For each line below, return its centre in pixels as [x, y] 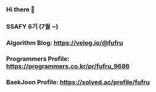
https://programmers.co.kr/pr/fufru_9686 [68, 66]
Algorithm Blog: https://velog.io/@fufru [65, 43]
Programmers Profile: [38, 59]
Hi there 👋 [21, 9]
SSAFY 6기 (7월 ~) [32, 26]
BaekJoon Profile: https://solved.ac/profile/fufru [78, 82]
